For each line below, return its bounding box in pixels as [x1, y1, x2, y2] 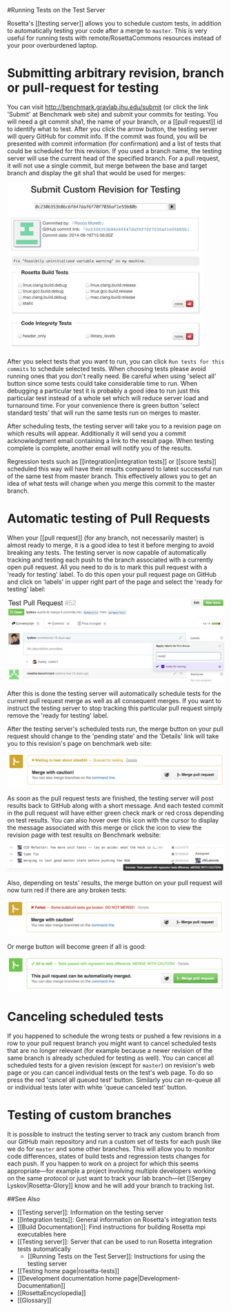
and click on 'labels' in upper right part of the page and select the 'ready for [7, 578, 223, 586]
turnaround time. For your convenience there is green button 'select [7, 401, 200, 409]
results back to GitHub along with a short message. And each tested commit [7, 802, 224, 810]
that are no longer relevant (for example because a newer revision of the [7, 1047, 213, 1055]
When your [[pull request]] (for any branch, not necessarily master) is [7, 533, 205, 542]
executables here [17, 1230, 67, 1239]
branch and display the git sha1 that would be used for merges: [7, 168, 186, 177]
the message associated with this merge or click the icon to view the [7, 824, 202, 832]
